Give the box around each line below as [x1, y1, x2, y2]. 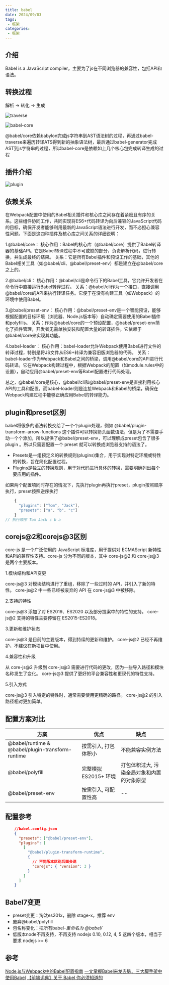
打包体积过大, [120, 762, 152, 769]
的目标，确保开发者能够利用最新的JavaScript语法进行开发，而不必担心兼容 [5, 225, 160, 231]
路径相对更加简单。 [5, 698, 45, 704]
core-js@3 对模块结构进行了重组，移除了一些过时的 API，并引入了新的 [5, 581, 151, 587]
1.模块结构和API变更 [5, 570, 47, 576]
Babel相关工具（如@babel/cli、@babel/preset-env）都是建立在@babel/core [5, 260, 163, 266]
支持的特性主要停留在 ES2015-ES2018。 [17, 615, 100, 621]
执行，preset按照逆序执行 [5, 488, 58, 495]
